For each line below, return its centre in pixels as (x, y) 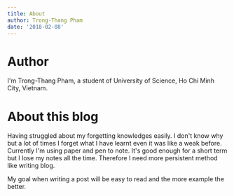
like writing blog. (31, 166)
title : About (26, 14)
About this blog (53, 117)
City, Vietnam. (27, 88)
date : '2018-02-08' (36, 27)
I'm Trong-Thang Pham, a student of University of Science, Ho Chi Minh (111, 80)
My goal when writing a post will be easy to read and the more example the (116, 179)
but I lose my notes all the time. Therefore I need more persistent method (113, 158)
